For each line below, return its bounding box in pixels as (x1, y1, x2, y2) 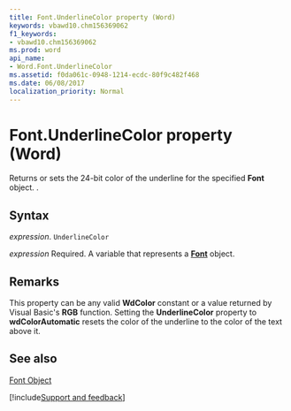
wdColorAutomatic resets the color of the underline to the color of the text (9, 316, 283, 327)
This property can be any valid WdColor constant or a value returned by (9, 298, 272, 308)
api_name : (9, 54, 46, 63)
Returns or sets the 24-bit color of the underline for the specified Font (9, 173, 265, 184)
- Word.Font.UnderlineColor (9, 63, 113, 72)
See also (9, 351, 57, 367)
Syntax (9, 208, 50, 223)
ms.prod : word (9, 46, 62, 55)
